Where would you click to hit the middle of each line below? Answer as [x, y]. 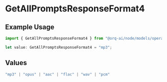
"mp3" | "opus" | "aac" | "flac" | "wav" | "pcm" [58, 74]
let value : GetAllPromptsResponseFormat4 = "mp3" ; [59, 47]
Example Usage [30, 27]
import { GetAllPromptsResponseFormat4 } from [54, 38]
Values [16, 63]
